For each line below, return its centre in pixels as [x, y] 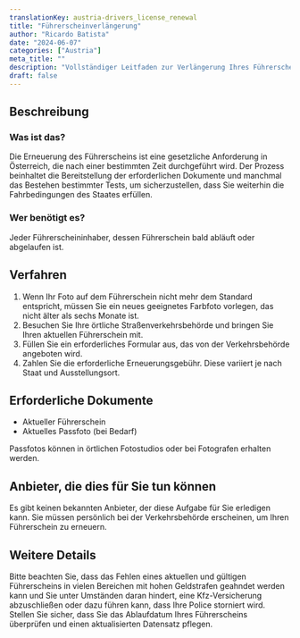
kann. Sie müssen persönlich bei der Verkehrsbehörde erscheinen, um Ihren [149, 517]
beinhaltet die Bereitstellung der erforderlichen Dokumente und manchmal [146, 176]
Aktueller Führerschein [64, 422]
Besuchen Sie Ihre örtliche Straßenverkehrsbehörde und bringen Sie [148, 325]
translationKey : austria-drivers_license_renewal [104, 17]
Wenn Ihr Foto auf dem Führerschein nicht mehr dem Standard [137, 297]
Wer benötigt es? [47, 218]
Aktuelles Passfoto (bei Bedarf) [79, 432]
